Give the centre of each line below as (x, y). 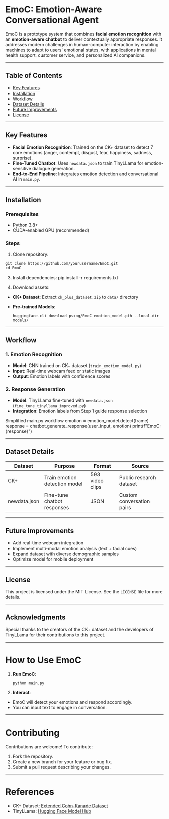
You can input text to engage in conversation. (60, 707)
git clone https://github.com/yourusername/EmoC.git (62, 263)
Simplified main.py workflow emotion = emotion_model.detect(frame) (77, 420)
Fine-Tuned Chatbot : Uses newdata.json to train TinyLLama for (78, 163)
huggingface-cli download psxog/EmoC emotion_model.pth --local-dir (86, 316)
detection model (64, 484)
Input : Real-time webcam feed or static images (61, 371)
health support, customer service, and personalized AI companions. (75, 55)
